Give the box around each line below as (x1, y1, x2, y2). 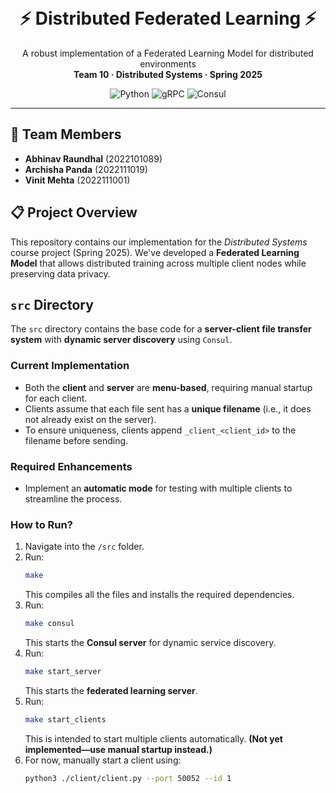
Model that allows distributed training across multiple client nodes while (10, 257, 307, 269)
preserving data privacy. (10, 267, 111, 280)
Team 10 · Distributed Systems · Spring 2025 (73, 68, 263, 80)
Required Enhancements (10, 459, 133, 473)
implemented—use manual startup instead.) (24, 743, 213, 755)
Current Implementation (10, 359, 130, 373)
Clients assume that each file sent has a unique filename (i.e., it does (24, 402, 312, 415)
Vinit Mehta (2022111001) (24, 174, 131, 186)
